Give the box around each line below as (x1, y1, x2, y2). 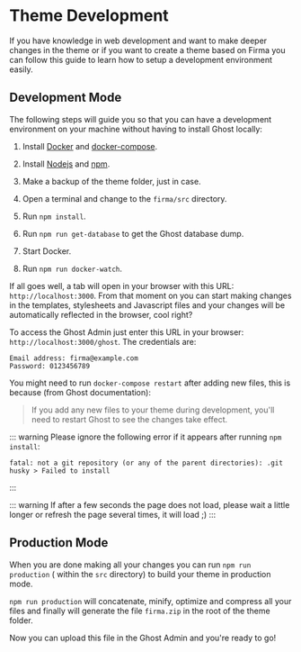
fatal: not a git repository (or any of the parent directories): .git (9, 458, 283, 467)
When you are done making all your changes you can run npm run (9, 559, 252, 570)
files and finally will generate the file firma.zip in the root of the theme (9, 605, 271, 616)
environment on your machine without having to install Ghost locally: (9, 123, 263, 134)
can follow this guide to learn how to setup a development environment (9, 54, 272, 65)
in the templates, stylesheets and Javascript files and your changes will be (9, 299, 286, 311)
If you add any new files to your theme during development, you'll (31, 404, 275, 415)
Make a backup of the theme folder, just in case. (22, 176, 201, 186)
